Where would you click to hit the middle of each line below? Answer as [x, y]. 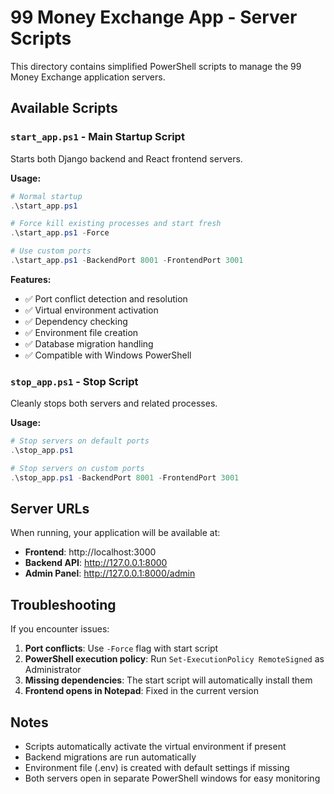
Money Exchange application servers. [88, 77]
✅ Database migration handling [89, 343]
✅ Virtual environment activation [91, 310]
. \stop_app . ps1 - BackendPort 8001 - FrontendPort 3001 [125, 477]
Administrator [53, 670]
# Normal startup [46, 196]
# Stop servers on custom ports [77, 468]
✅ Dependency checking [76, 321]
